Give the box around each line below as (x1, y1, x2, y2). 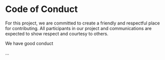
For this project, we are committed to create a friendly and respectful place (5, 20, 160, 26)
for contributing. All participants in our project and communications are (5, 25, 152, 31)
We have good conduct (5, 40, 54, 46)
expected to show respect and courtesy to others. (5, 30, 109, 36)
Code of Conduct (5, 3, 78, 15)
